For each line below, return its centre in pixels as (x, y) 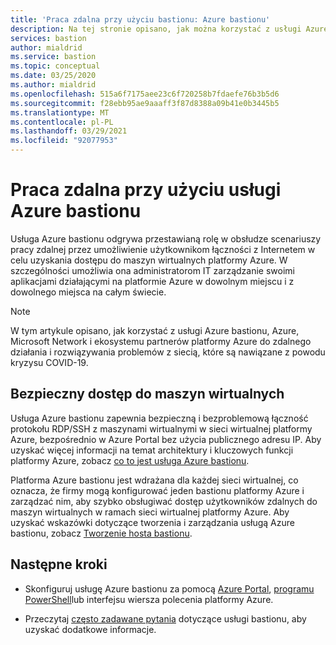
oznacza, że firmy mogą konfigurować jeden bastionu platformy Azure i (157, 490)
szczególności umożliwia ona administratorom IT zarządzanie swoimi (152, 270)
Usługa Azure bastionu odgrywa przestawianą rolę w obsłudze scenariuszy (166, 238)
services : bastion (48, 38)
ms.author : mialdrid (53, 85)
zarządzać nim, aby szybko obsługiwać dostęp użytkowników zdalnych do (164, 501)
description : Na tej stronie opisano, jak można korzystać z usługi (156, 29)
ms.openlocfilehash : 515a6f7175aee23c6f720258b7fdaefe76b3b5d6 (145, 94)
